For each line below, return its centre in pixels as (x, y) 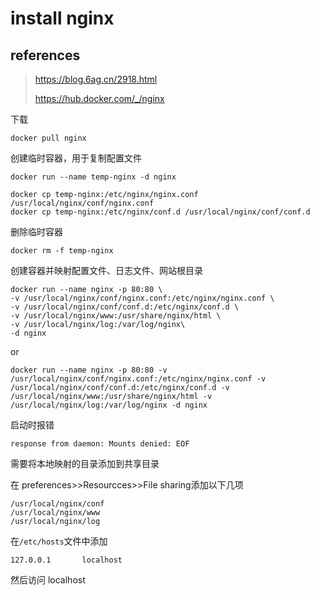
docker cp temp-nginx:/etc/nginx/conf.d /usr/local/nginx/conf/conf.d (160, 212)
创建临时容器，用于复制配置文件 (76, 158)
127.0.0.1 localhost (66, 560)
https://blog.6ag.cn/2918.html (96, 79)
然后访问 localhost (48, 580)
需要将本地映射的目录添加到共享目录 (85, 463)
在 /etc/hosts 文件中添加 (59, 541)
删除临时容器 (36, 231)
